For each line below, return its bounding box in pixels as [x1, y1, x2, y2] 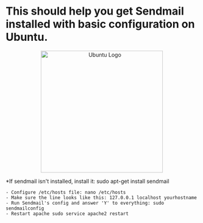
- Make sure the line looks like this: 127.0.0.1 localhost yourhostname [5, 194, 198, 200]
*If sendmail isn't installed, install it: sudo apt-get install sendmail [5, 177, 169, 185]
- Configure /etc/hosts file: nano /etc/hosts [5, 189, 126, 196]
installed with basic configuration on [5, 17, 195, 31]
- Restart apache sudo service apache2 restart [5, 210, 129, 217]
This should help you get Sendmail [5, 4, 184, 18]
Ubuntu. [5, 30, 48, 44]
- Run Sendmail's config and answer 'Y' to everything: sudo [5, 200, 165, 206]
